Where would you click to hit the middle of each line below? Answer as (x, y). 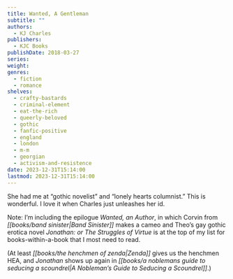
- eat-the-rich (36, 111)
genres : (18, 72)
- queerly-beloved (40, 117)
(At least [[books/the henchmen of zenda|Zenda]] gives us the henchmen (113, 253)
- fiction (28, 79)
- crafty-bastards (40, 99)
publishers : (24, 40)
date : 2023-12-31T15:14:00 (46, 170)
